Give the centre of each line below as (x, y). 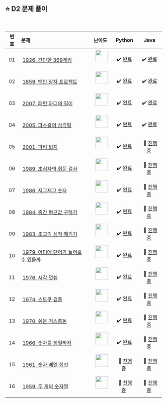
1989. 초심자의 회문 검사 (50, 169)
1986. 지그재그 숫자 (44, 191)
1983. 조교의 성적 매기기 (50, 234)
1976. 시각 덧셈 (40, 278)
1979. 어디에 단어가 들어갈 (52, 252)
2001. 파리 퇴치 (40, 147)
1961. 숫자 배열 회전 (45, 365)
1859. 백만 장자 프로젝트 (50, 82)
